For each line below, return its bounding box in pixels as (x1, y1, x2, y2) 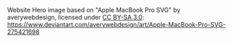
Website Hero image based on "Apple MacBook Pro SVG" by (7, 6, 181, 14)
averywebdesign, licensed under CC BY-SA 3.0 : (7, 13, 145, 21)
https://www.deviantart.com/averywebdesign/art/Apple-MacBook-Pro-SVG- (7, 21, 226, 28)
